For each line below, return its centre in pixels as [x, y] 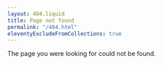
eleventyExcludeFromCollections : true [64, 34]
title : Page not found [41, 20]
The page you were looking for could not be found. [81, 54]
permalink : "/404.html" [43, 27]
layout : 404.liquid [36, 14]
